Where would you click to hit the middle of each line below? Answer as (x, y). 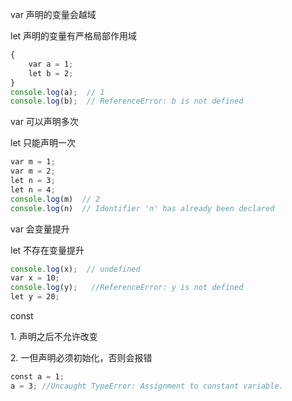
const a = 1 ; (37, 377)
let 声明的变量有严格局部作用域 (74, 36)
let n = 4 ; (33, 189)
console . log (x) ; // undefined (75, 269)
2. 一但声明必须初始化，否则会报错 (81, 357)
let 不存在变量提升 (47, 250)
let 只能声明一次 (43, 143)
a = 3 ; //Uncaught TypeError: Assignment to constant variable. (147, 386)
